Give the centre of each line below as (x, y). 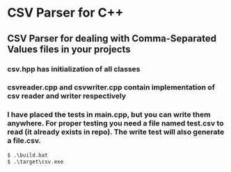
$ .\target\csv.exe (35, 162)
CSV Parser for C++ (65, 13)
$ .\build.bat (28, 155)
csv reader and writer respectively (67, 96)
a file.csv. (24, 141)
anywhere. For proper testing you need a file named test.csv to (115, 123)
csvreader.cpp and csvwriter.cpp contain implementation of (111, 87)
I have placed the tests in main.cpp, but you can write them (109, 114)
